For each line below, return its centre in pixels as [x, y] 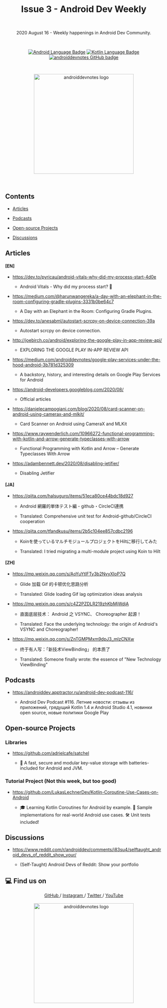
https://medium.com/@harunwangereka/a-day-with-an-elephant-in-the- [87, 296]
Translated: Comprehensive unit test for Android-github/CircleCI [86, 516]
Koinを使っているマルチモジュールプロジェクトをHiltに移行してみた [88, 541]
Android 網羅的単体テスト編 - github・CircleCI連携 [72, 506]
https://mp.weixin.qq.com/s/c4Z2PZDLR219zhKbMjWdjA [71, 604]
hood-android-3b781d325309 [43, 365]
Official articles [35, 399]
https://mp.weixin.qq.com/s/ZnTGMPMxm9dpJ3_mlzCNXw [73, 639]
